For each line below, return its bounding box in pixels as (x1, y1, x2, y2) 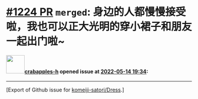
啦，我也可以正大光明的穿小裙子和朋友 (6, 20, 193, 33)
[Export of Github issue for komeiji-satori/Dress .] (6, 86, 125, 94)
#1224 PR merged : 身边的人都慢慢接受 (6, 5, 186, 19)
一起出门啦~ (6, 35, 65, 48)
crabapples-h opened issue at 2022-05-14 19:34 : (24, 68, 148, 75)
